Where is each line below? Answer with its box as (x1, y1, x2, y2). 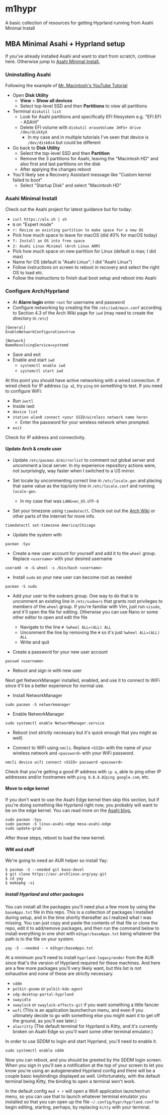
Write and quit (20, 639, 49, 645)
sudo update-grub (5, 826, 42, 831)
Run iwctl (12, 398, 34, 404)
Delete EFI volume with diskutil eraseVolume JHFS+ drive (20, 125, 141, 131)
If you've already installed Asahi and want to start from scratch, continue (5, 53, 156, 59)
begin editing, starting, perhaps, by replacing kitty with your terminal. (5, 1104, 151, 1110)
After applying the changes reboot (20, 166, 92, 172)
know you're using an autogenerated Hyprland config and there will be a (5, 1068, 155, 1074)
